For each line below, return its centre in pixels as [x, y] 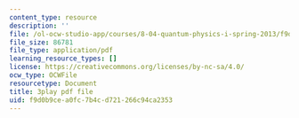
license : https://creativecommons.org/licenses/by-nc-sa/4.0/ [127, 67]
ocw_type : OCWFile [43, 75]
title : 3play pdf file [51, 91]
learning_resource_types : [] [63, 59]
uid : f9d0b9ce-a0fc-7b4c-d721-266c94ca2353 [91, 100]
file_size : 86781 [41, 42]
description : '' [39, 26]
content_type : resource [53, 17]
